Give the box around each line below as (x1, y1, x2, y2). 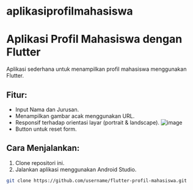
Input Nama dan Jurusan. (15, 106, 79, 113)
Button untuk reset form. (15, 125, 78, 133)
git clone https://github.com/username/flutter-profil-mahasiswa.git (6, 177, 188, 184)
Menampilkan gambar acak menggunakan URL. (15, 112, 135, 120)
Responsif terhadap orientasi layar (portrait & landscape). (15, 119, 160, 126)
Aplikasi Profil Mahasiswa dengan (6, 32, 183, 46)
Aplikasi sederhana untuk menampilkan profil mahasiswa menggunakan (6, 65, 187, 73)
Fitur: (6, 90, 27, 100)
